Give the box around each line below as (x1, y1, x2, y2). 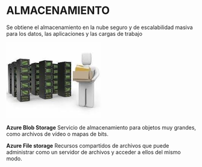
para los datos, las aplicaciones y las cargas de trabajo (6, 30, 143, 37)
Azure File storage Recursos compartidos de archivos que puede (6, 142, 169, 149)
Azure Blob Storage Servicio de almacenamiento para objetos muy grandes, (6, 123, 197, 131)
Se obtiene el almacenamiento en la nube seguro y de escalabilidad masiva (6, 24, 193, 31)
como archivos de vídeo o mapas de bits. (6, 130, 109, 137)
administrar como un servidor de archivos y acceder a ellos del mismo (6, 148, 181, 156)
